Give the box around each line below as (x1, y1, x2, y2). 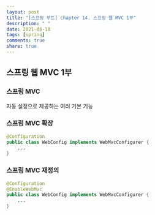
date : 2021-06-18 (6, 26, 51, 32)
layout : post (6, 9, 40, 15)
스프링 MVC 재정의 (6, 166, 59, 175)
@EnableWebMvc (6, 186, 43, 192)
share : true (6, 43, 37, 50)
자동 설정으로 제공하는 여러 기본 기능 (6, 102, 93, 110)
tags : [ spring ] (6, 32, 45, 38)
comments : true (6, 37, 45, 43)
